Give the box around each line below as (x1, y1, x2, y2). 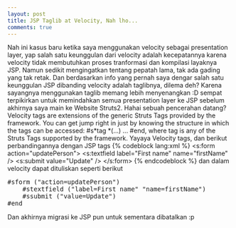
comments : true (7, 24, 53, 31)
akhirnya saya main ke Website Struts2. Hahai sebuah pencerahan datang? (7, 104, 227, 113)
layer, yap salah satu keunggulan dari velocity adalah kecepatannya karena (7, 51, 227, 59)
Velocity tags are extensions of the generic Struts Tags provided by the (7, 111, 216, 120)
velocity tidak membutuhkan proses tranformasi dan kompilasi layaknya (7, 58, 218, 67)
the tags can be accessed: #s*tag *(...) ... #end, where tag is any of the (7, 126, 216, 135)
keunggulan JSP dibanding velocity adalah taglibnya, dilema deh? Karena (7, 81, 222, 90)
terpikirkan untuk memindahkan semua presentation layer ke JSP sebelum (7, 96, 225, 105)
